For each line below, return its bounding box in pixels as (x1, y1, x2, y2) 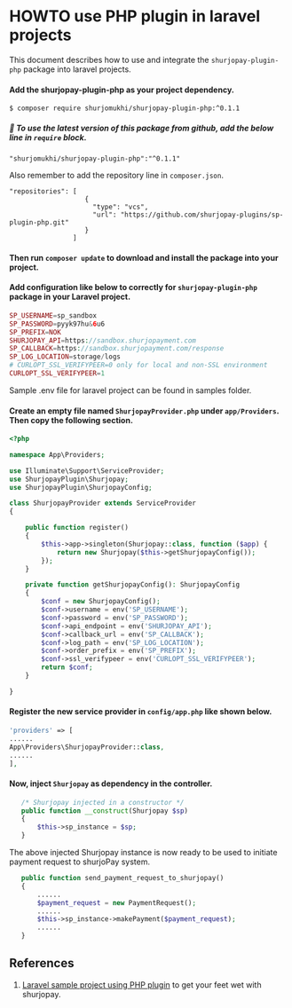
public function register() (25, 524, 129, 532)
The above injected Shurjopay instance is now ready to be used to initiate (9, 847, 278, 858)
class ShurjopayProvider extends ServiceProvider (9, 499, 197, 508)
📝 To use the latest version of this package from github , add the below (9, 122, 274, 133)
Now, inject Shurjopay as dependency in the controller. (9, 778, 213, 789)
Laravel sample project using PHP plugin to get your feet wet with (21, 979, 262, 990)
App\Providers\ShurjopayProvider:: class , (9, 743, 165, 752)
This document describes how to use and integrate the (9, 54, 210, 65)
